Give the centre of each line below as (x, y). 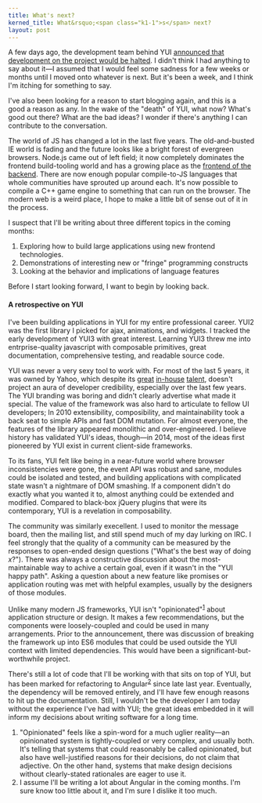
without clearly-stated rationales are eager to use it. (103, 774)
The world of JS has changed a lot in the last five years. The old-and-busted (131, 141)
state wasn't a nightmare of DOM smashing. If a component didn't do (119, 485)
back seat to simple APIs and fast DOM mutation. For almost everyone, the (128, 420)
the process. (28, 208)
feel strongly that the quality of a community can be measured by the (119, 543)
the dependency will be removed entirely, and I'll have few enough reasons (129, 692)
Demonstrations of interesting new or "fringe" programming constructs (134, 263)
